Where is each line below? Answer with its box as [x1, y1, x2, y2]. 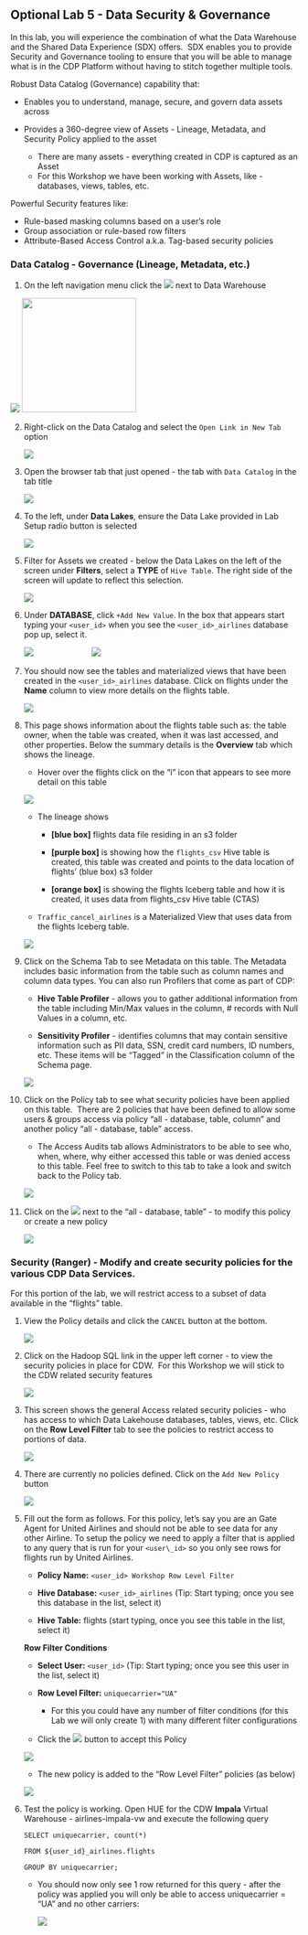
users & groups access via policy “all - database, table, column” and [23, 1114, 281, 1125]
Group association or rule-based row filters [23, 225, 186, 236]
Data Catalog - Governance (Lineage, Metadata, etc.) [10, 258, 250, 271]
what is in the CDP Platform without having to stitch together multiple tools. [10, 60, 293, 71]
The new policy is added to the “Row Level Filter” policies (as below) [37, 1769, 296, 1780]
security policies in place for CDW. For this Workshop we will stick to [23, 1360, 285, 1371]
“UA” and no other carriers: [37, 1898, 140, 1909]
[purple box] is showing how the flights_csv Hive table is [50, 847, 271, 858]
